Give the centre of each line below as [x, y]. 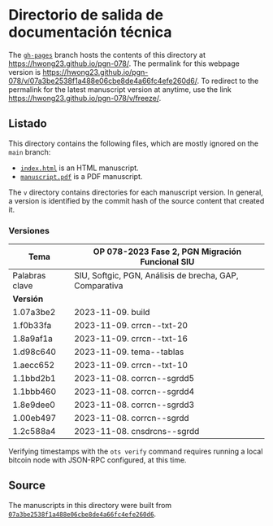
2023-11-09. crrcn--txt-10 [131, 366]
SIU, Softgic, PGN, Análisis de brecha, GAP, [156, 276]
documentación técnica [90, 32]
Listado [28, 124]
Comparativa [99, 286]
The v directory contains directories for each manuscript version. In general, [136, 192]
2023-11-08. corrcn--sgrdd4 [134, 392]
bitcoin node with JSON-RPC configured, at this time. [97, 460]
